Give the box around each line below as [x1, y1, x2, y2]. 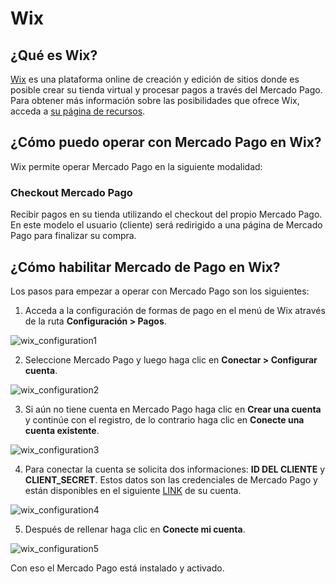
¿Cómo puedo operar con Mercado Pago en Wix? [10, 134, 322, 151]
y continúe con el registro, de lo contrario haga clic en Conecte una [24, 413, 305, 426]
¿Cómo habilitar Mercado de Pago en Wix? [10, 258, 281, 276]
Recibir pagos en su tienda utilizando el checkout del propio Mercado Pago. [10, 208, 323, 221]
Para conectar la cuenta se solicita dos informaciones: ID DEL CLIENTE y [24, 463, 326, 475]
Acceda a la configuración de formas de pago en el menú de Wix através [24, 304, 326, 316]
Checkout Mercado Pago [10, 185, 133, 199]
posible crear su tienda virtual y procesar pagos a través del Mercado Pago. [10, 84, 323, 96]
